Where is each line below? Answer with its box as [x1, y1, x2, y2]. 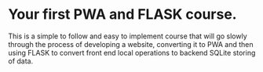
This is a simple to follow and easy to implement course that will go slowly [8, 31, 247, 41]
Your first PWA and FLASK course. [8, 5, 237, 23]
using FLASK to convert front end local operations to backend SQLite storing [8, 48, 256, 57]
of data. [8, 56, 34, 66]
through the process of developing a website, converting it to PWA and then [8, 39, 254, 49]
